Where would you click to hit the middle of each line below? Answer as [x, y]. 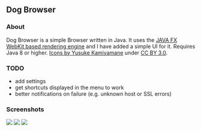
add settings [30, 81]
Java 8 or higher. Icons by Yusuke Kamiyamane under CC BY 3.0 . [87, 53]
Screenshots [25, 109]
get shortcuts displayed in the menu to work [69, 87]
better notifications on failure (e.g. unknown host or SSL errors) [93, 94]
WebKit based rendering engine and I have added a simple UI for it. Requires [101, 46]
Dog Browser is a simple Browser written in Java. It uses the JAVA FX [92, 40]
